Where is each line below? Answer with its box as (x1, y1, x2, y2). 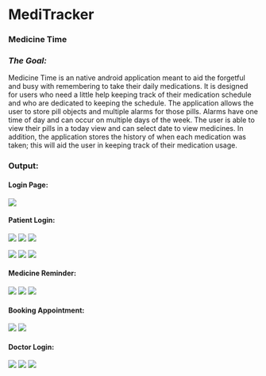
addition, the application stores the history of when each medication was (8, 132, 246, 142)
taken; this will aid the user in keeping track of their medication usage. (8, 140, 238, 150)
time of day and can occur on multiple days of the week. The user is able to (8, 115, 256, 125)
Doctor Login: (8, 342, 55, 351)
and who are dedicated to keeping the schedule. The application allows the (8, 98, 254, 108)
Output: (8, 160, 39, 171)
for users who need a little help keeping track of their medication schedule (8, 90, 252, 100)
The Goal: (8, 56, 48, 67)
